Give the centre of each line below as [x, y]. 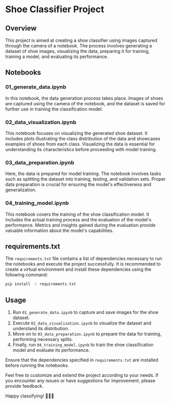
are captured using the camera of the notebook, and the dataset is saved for [85, 103]
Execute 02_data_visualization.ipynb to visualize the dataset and [82, 323]
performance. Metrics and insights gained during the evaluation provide [81, 225]
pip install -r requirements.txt [41, 284]
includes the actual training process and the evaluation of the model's [78, 219]
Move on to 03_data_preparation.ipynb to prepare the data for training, [87, 334]
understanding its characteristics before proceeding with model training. [81, 149]
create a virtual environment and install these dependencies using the [78, 269]
